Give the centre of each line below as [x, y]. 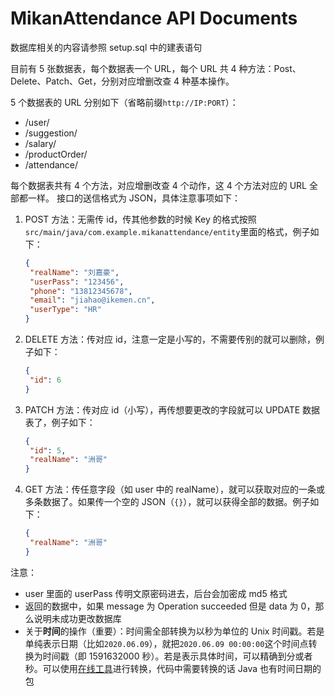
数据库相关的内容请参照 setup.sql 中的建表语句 [106, 47]
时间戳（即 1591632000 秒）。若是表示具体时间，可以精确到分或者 [177, 656]
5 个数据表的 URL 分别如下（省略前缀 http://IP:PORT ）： [124, 102]
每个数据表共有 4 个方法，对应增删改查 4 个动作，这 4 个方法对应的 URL [159, 185]
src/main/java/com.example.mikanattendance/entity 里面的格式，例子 [167, 231]
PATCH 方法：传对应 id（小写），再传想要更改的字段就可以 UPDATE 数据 [172, 409]
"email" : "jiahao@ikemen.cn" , [92, 300]
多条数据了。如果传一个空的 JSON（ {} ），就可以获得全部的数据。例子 [167, 502]
